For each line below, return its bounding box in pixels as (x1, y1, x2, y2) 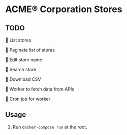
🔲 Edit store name (5, 57, 42, 63)
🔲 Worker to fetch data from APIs (5, 86, 75, 92)
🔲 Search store (5, 67, 37, 72)
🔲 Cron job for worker (5, 96, 51, 102)
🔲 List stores (5, 37, 31, 43)
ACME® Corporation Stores (5, 4, 122, 15)
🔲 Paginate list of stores (5, 47, 55, 53)
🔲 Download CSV (5, 76, 42, 82)
